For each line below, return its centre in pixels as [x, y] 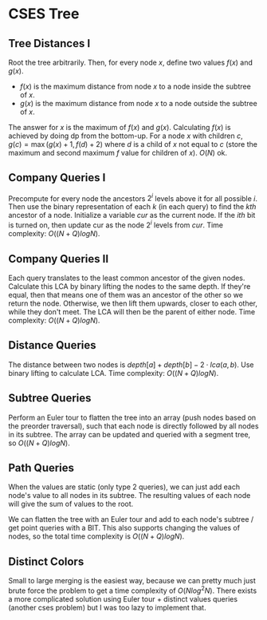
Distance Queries [53, 345]
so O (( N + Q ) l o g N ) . [39, 443]
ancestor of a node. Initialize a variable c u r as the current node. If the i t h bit [132, 215]
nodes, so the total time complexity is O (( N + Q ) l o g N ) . [96, 536]
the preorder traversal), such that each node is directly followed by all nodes [133, 426]
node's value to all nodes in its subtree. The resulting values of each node [130, 496]
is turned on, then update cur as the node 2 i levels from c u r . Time [116, 224]
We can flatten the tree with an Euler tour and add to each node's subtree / [131, 519]
